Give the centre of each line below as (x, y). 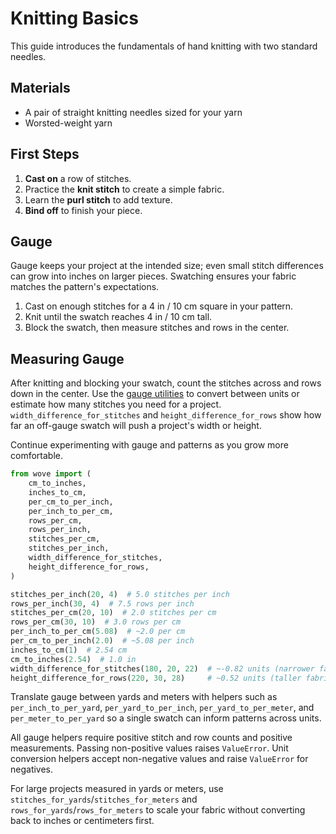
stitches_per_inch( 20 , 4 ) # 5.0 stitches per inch (120, 594)
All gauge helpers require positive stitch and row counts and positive (151, 738)
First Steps (45, 154)
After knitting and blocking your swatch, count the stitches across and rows (166, 383)
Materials (40, 88)
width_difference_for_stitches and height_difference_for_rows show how (166, 415)
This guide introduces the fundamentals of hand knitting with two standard (164, 46)
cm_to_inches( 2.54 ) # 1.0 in (73, 659)
